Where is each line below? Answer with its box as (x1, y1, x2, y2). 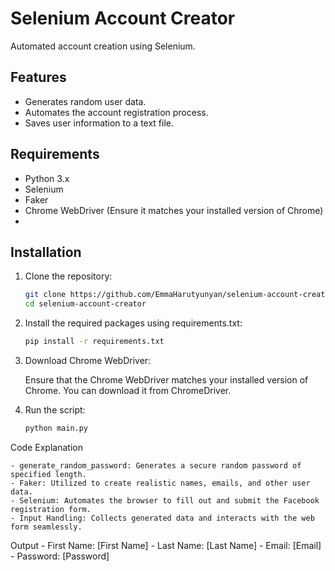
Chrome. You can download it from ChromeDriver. (24, 385, 232, 396)
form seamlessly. (10, 522, 83, 532)
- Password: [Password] (10, 550, 110, 562)
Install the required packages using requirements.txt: (24, 317, 243, 329)
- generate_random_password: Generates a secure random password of (10, 460, 302, 471)
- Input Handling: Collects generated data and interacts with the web (10, 513, 315, 523)
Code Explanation (10, 441, 83, 453)
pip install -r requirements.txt (24, 337, 165, 347)
